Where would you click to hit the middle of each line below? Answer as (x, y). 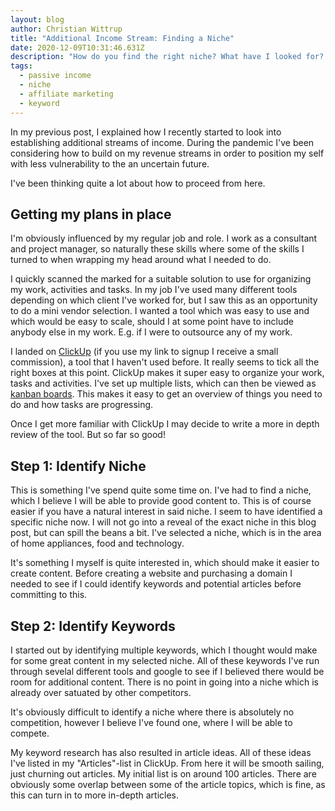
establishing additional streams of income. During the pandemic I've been (162, 142)
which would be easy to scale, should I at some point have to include (152, 322)
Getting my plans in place (91, 214)
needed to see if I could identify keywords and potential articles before (156, 584)
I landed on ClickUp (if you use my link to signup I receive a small (144, 352)
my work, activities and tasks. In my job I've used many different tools (154, 290)
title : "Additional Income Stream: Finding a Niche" (122, 38)
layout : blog (37, 19)
